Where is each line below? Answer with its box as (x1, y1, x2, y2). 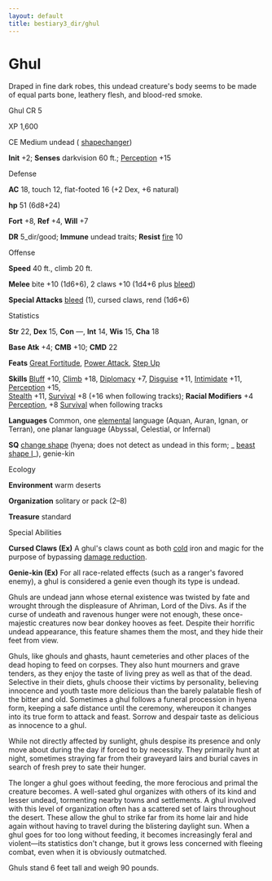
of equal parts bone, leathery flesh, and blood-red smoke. (8, 90, 203, 100)
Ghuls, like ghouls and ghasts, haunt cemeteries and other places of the (8, 651, 250, 661)
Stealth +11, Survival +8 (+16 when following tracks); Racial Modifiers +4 (8, 392, 254, 401)
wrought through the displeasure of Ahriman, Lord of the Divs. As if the (8, 601, 247, 611)
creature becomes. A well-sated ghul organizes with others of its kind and (8, 787, 257, 796)
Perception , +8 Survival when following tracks (8, 400, 163, 410)
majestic (8, 618, 37, 628)
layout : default (8, 11, 64, 20)
